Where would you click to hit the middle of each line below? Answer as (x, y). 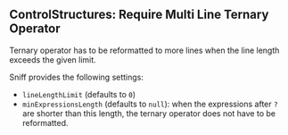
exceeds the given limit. (53, 59)
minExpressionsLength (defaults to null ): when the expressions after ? (150, 104)
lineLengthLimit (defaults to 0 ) (79, 94)
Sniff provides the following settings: (77, 77)
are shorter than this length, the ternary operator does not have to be (149, 113)
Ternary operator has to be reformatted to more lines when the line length (144, 50)
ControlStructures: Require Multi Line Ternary (139, 15)
